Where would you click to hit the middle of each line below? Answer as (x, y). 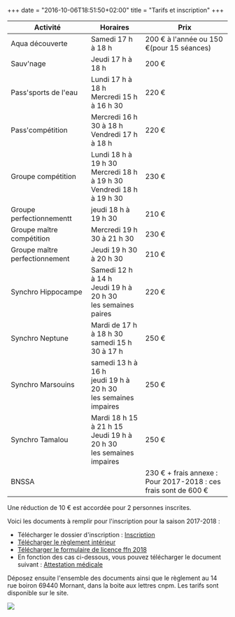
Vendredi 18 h (114, 190)
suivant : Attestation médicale (60, 565)
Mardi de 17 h (114, 325)
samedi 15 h (111, 342)
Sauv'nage (29, 64)
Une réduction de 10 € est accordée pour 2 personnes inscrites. (99, 508)
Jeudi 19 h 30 (114, 250)
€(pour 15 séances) (178, 48)
